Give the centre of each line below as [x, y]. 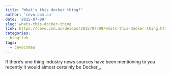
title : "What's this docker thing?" [44, 10]
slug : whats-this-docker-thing [38, 24]
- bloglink [17, 38]
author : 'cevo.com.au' [29, 15]
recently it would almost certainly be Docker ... [53, 67]
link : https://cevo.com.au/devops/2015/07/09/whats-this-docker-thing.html [87, 29]
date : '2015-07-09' [26, 19]
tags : [11, 43]
